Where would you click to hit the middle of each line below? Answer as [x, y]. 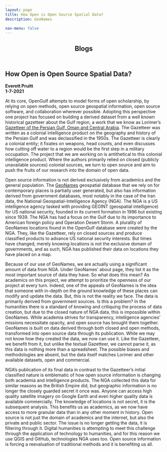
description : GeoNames [29, 19]
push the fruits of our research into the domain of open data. [67, 170]
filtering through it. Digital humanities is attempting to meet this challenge [80, 428]
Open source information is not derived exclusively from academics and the [83, 180]
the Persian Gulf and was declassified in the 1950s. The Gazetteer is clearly [83, 138]
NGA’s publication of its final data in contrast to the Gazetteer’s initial [75, 370]
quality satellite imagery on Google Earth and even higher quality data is [79, 396]
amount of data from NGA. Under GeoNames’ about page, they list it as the [82, 270]
